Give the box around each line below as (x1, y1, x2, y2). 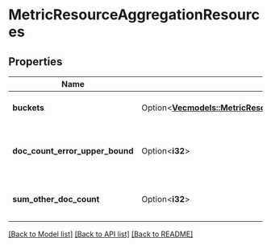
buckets (12, 102, 44, 113)
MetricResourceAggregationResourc (8, 6, 261, 24)
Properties (8, 55, 63, 68)
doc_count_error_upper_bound (12, 146, 135, 156)
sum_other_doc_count (12, 194, 100, 204)
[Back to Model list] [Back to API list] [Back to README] (8, 229, 194, 239)
